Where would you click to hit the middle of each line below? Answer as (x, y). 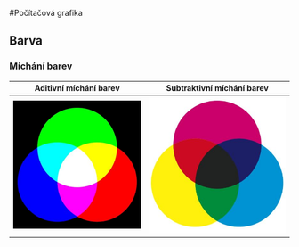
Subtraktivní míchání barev (217, 88)
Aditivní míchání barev (77, 88)
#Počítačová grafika (46, 13)
